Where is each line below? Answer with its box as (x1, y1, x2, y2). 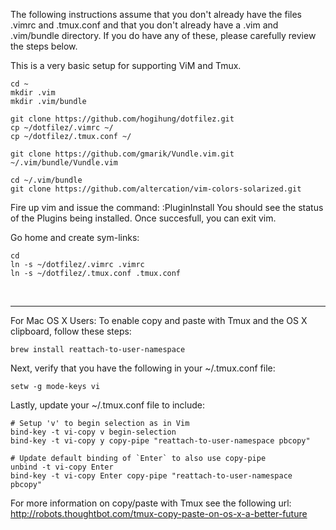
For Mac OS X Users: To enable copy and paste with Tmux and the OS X (10, 315, 308, 326)
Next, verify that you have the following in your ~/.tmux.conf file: (10, 362, 276, 374)
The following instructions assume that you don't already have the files (10, 9, 302, 20)
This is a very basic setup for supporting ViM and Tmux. (10, 60, 242, 71)
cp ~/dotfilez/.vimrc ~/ (10, 123, 114, 133)
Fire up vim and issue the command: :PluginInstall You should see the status (10, 202, 324, 213)
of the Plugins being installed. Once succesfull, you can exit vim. (10, 212, 277, 224)
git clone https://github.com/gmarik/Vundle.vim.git (10, 149, 235, 159)
